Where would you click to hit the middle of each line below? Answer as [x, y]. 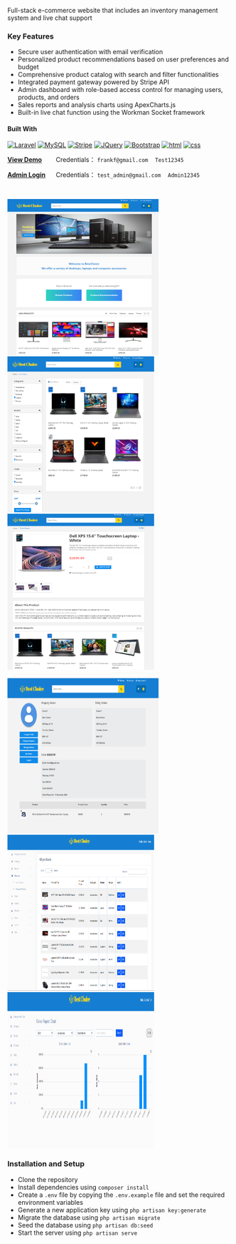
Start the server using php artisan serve [77, 1233]
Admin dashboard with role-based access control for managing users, [120, 90]
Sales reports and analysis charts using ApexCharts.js [97, 105]
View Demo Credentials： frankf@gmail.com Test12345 [96, 159]
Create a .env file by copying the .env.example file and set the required [121, 1195]
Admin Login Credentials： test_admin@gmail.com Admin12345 [104, 175]
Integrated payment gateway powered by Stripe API [93, 82]
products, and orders [48, 97]
